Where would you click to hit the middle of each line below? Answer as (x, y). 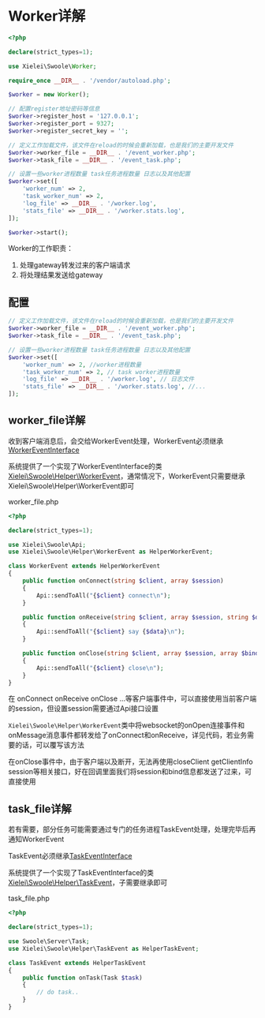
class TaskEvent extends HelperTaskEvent (77, 963)
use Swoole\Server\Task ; (49, 941)
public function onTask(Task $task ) (83, 978)
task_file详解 (40, 808)
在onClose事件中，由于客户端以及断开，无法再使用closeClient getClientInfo (131, 762)
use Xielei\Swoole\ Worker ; (52, 66)
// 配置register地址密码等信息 (54, 109)
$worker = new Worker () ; (49, 95)
